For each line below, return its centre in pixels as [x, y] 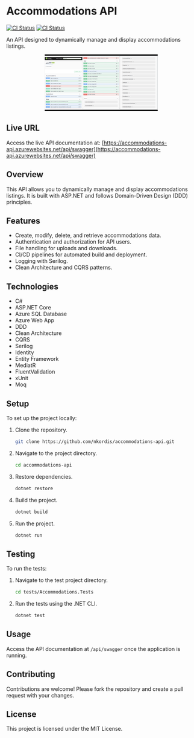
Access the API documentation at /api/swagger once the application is [93, 649]
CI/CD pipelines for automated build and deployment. [81, 254]
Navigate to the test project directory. [61, 580]
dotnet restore [34, 488]
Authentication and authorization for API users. [73, 242]
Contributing [31, 674]
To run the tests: [27, 569]
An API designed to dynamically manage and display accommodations [93, 39]
